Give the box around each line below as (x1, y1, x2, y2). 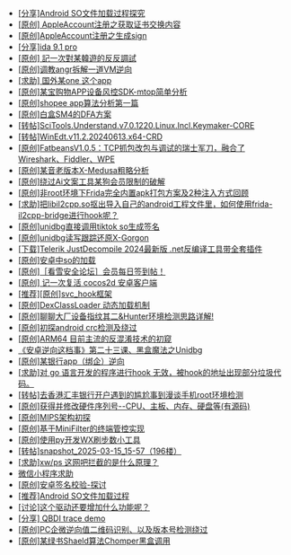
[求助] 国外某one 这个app (17, 75, 112, 85)
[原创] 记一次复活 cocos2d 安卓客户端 (17, 277, 158, 287)
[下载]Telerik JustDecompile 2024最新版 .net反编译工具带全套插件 (17, 243, 263, 254)
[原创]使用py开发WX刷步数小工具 (17, 435, 141, 445)
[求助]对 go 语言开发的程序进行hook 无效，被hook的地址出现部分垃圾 (17, 367, 274, 377)
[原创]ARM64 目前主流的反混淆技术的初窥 (17, 333, 172, 344)
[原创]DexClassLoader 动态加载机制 (17, 300, 151, 310)
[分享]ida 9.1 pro (17, 41, 78, 52)
